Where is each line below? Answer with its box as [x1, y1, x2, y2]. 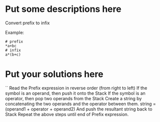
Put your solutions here [5, 68, 103, 80]
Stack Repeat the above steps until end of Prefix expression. [5, 111, 129, 117]
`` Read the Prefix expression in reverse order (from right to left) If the [5, 85, 148, 91]
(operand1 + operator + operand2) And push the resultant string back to [5, 106, 153, 112]
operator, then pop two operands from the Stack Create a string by [5, 95, 142, 101]
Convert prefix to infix [5, 20, 50, 26]
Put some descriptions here [5, 3, 122, 15]
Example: [5, 29, 24, 35]
